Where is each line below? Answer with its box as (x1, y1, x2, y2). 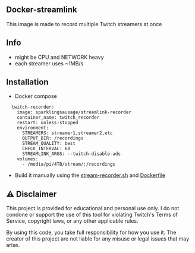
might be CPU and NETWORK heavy (14, 53, 104, 61)
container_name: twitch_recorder (17, 115, 100, 121)
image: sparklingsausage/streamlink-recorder (17, 109, 132, 115)
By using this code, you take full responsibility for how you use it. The (6, 229, 177, 236)
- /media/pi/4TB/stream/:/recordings (21, 162, 116, 167)
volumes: (17, 156, 39, 162)
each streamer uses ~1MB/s (14, 59, 84, 67)
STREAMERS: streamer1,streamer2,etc (21, 130, 113, 136)
